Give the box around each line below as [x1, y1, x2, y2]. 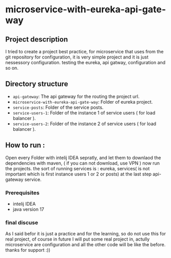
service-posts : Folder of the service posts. [12, 104, 104, 110]
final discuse [5, 219, 39, 226]
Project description [5, 35, 68, 44]
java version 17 [12, 206, 45, 212]
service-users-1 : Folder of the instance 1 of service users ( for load [12, 109, 156, 116]
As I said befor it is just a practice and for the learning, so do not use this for [5, 231, 166, 237]
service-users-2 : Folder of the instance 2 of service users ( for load [12, 121, 157, 127]
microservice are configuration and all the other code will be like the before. [5, 242, 166, 248]
